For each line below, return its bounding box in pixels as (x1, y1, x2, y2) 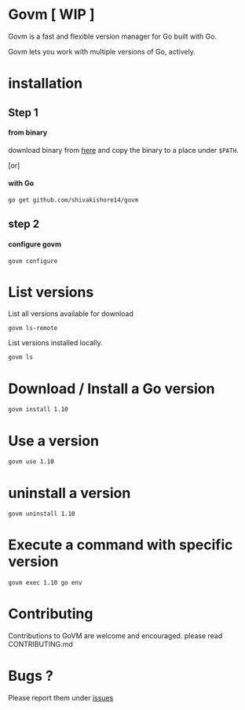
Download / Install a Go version (8, 380, 215, 397)
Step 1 (8, 106, 39, 119)
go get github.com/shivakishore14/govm (8, 195, 139, 204)
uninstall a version (8, 484, 131, 502)
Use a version (8, 432, 100, 450)
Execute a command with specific (8, 536, 233, 554)
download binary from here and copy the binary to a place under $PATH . (8, 145, 239, 154)
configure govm (8, 239, 61, 249)
